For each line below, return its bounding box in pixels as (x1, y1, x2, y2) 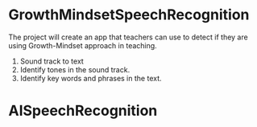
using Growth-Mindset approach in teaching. (8, 40, 157, 50)
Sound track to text (19, 56, 85, 66)
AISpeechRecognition (8, 102, 158, 120)
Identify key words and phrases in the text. (19, 73, 163, 83)
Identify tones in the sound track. (19, 64, 131, 74)
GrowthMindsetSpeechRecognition (8, 6, 250, 24)
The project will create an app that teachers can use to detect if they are (8, 32, 248, 42)
